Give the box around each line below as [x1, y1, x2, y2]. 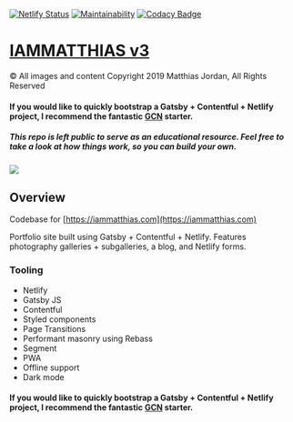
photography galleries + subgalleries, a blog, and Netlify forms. [9, 241, 247, 252]
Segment [22, 342, 57, 354]
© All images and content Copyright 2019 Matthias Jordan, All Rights [9, 70, 268, 81]
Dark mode [22, 371, 66, 382]
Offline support [22, 362, 80, 373]
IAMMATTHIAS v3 [9, 41, 150, 61]
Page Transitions [22, 323, 86, 334]
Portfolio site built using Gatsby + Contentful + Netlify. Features [9, 232, 248, 243]
